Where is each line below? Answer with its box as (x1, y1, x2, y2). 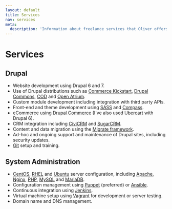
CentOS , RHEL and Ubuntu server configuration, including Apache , (12, 171, 155, 177)
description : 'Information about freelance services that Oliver (10, 27, 153, 32)
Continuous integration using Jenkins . (12, 187, 93, 193)
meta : (5, 22, 17, 27)
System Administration (5, 157, 80, 166)
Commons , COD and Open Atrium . (12, 93, 85, 100)
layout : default (5, 7, 40, 13)
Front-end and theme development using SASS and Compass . (12, 104, 144, 111)
